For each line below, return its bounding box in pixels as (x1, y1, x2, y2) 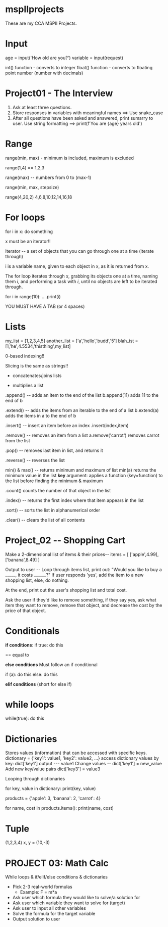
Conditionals (5, 625, 60, 636)
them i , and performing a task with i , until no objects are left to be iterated (5, 278, 157, 284)
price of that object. (5, 608, 46, 614)
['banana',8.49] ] (5, 557, 40, 563)
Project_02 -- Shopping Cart (5, 534, 126, 546)
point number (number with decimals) (5, 70, 83, 76)
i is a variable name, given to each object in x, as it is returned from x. (5, 263, 149, 269)
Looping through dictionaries (5, 776, 65, 782)
